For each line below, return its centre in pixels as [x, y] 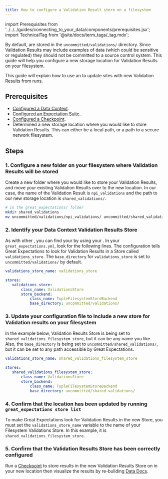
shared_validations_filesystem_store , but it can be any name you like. [78, 339]
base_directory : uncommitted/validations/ [75, 304]
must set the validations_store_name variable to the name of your [73, 425]
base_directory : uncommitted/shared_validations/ [82, 391]
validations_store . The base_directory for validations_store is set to [77, 257]
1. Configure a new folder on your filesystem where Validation [81, 165]
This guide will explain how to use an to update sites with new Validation [79, 75]
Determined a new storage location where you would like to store [79, 125]
